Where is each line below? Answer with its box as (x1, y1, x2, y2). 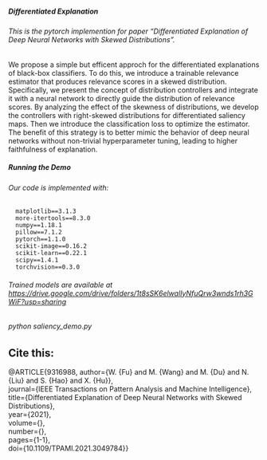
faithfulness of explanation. (8, 144, 98, 154)
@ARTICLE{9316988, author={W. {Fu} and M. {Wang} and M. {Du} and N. (8, 368, 249, 377)
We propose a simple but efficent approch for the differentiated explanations (8, 60, 260, 69)
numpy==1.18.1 (15, 222, 62, 230)
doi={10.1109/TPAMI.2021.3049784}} (8, 443, 129, 454)
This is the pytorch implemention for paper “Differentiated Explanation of (8, 26, 249, 36)
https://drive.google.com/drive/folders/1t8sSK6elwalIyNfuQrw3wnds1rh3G (8, 288, 253, 298)
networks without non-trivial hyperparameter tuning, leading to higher (8, 136, 238, 145)
